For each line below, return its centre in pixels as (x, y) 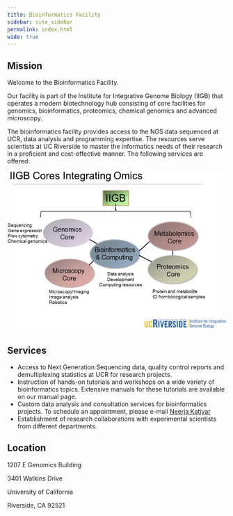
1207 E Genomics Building (45, 465)
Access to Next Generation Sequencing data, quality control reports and (121, 367)
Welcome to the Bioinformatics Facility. (63, 83)
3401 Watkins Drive (35, 478)
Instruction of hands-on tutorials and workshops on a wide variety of (116, 382)
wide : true (23, 37)
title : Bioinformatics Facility (54, 15)
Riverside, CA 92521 (36, 505)
